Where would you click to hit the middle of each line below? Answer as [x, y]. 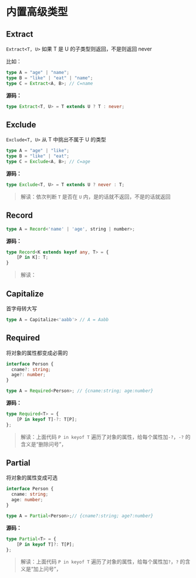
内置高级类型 [37, 12]
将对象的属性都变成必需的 [37, 353]
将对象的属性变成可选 [32, 478]
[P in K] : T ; [33, 258]
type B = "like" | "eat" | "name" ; [50, 78]
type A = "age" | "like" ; [38, 151]
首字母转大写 [21, 308]
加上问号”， [47, 569]
